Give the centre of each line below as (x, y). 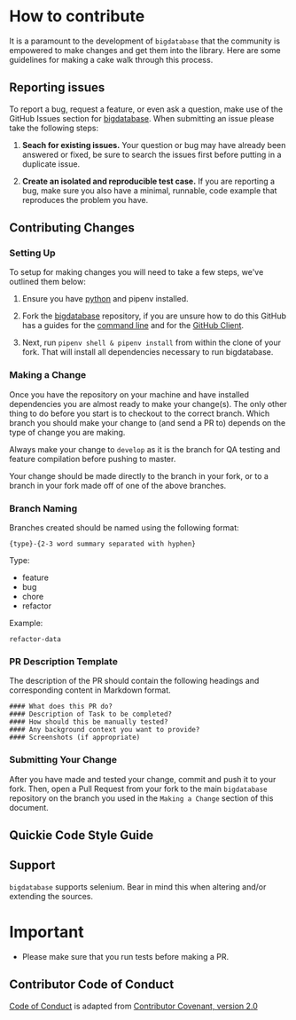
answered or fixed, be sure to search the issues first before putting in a (152, 154)
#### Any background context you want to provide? (105, 730)
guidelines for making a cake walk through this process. (111, 59)
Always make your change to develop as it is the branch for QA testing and (145, 449)
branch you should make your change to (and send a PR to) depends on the (148, 422)
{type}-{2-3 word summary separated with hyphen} (103, 544)
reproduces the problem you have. (85, 200)
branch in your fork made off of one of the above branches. (118, 485)
